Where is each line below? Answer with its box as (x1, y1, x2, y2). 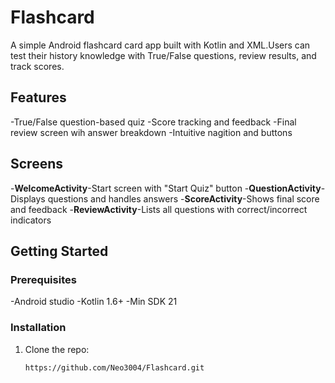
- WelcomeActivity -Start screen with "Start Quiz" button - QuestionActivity (10, 182, 322, 194)
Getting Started (10, 242, 109, 260)
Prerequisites (10, 272, 77, 286)
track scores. (10, 60, 65, 72)
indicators (10, 214, 52, 226)
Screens (10, 156, 63, 173)
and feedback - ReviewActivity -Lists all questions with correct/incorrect (10, 203, 308, 215)
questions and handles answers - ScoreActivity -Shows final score (47, 192, 320, 205)
